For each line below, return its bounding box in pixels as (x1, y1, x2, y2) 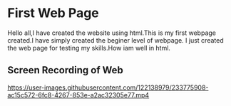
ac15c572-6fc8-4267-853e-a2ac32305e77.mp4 (7, 90, 150, 99)
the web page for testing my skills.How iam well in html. (7, 43, 171, 52)
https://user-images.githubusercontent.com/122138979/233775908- (7, 83, 209, 92)
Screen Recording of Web (7, 64, 123, 76)
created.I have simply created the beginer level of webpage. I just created (7, 36, 224, 44)
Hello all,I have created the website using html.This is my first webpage (7, 28, 216, 37)
